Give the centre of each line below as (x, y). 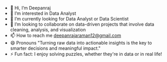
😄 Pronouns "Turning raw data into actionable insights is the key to (81, 43)
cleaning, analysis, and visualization (48, 30)
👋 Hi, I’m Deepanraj (30, 8)
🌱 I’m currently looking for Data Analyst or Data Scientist (69, 19)
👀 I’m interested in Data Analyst (43, 13)
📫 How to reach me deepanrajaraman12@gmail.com (66, 35)
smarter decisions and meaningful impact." (55, 48)
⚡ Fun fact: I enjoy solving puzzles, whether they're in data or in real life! (86, 54)
